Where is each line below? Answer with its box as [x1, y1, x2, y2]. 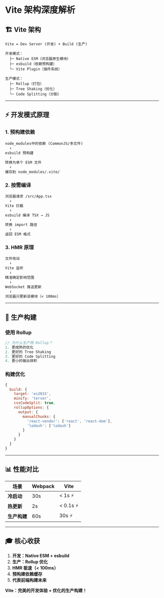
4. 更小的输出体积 [5, 358, 38, 364]
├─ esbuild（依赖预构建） [9, 62, 57, 66]
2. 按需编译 [5, 182, 31, 188]
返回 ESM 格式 [5, 231, 31, 237]
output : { [18, 410, 38, 414]
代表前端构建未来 [12, 577, 47, 583]
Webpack [32, 483, 55, 490]
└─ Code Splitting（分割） [9, 92, 61, 97]
